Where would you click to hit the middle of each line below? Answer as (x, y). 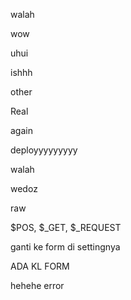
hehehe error (37, 285)
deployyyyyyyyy (44, 150)
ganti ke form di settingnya (65, 247)
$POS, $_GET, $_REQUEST (66, 227)
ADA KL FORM (40, 266)
